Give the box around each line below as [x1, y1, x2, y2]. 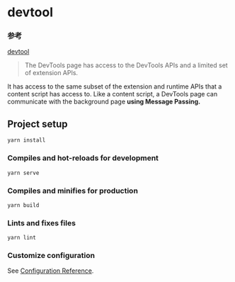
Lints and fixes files [7, 218, 76, 227]
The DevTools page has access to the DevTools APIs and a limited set [24, 61, 228, 69]
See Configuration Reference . [7, 266, 94, 275]
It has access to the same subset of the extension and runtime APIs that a [7, 82, 222, 91]
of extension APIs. [24, 69, 79, 77]
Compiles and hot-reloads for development [7, 153, 159, 163]
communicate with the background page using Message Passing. [7, 97, 200, 106]
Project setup [7, 118, 69, 130]
